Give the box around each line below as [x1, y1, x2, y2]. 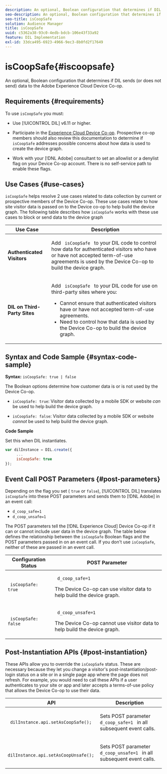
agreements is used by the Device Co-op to [51, 258, 154, 265]
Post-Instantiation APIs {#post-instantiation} [5, 648, 148, 656]
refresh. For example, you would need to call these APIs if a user [5, 677, 138, 683]
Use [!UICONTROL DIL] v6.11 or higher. [12, 120, 91, 126]
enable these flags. [12, 166, 52, 172]
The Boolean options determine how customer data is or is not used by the [5, 383, 158, 389]
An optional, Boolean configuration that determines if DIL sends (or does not [5, 78, 162, 84]
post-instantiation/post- [109, 667, 158, 673]
